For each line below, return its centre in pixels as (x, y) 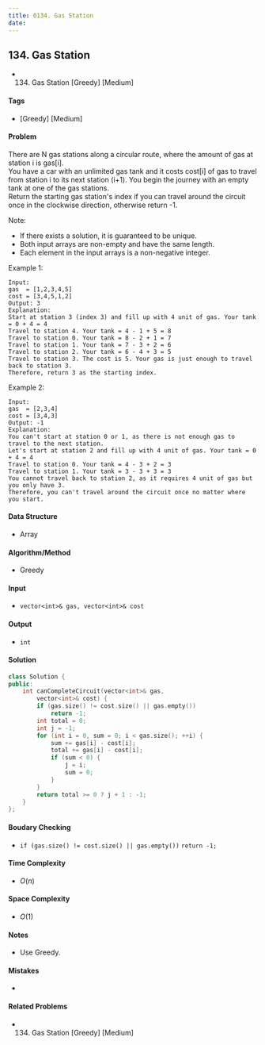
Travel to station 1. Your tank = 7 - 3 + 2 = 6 (90, 345)
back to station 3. (40, 366)
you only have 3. (37, 485)
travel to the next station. (56, 444)
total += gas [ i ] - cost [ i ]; (97, 751)
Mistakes (24, 970)
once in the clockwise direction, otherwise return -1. (93, 205)
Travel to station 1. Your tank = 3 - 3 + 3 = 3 (90, 471)
